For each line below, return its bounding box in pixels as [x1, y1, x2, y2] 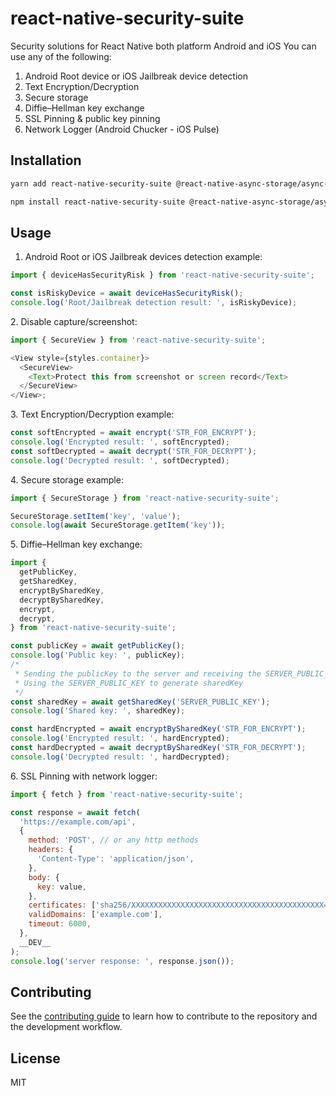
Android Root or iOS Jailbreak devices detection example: [24, 251, 263, 263]
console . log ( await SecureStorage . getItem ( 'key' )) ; [10, 520, 226, 531]
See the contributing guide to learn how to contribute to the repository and [10, 1010, 318, 1022]
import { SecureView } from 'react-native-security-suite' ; [10, 335, 267, 345]
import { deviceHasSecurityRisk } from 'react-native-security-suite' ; [10, 270, 315, 281]
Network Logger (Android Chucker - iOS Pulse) [24, 123, 220, 135]
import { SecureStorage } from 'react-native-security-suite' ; [10, 493, 280, 503]
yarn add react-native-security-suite [10, 178, 172, 189]
